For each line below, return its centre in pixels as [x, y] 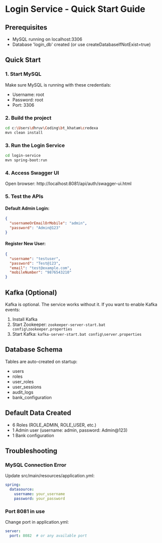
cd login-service [23, 156]
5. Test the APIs [24, 196]
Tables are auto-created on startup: [41, 362]
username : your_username [40, 494]
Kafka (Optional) [31, 293]
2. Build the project [28, 118]
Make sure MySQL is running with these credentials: [58, 85]
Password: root [28, 99]
